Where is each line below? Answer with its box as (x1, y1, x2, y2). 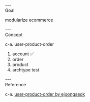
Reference (5, 82, 26, 87)
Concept (5, 32, 23, 37)
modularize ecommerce (5, 17, 53, 23)
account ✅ (12, 51, 34, 57)
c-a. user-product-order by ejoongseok (5, 91, 85, 97)
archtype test (12, 67, 39, 72)
